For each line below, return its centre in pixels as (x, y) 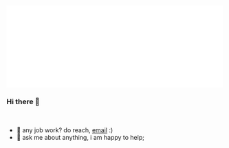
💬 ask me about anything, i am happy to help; (80, 137)
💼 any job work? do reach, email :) (65, 130)
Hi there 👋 (23, 102)
